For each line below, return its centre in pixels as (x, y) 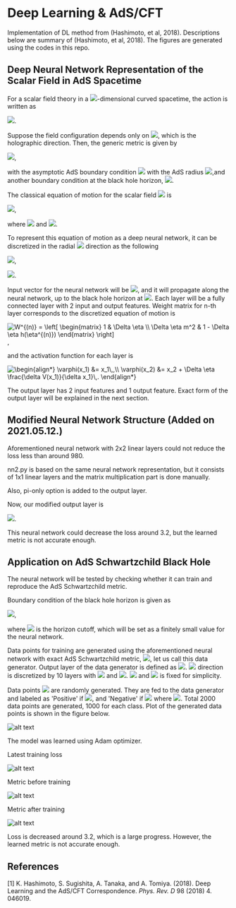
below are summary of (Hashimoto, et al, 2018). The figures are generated (115, 40)
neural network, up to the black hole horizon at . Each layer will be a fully (116, 298)
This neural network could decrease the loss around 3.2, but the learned (112, 532)
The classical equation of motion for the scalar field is (89, 195)
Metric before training (39, 782)
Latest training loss (35, 755)
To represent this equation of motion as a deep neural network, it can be (112, 237)
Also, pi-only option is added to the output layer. (77, 490)
